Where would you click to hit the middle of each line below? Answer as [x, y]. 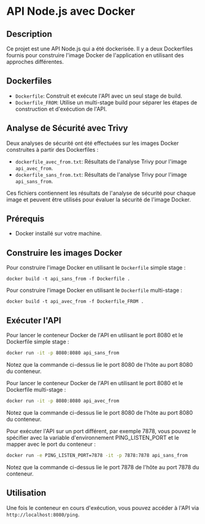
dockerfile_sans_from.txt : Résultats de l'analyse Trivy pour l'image [101, 174]
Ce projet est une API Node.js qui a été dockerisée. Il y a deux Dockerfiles [100, 49]
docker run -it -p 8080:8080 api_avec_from [63, 401]
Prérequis [25, 219]
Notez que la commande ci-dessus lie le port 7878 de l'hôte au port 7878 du [103, 467]
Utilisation [26, 493]
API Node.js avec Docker [71, 11]
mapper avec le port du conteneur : [51, 444]
